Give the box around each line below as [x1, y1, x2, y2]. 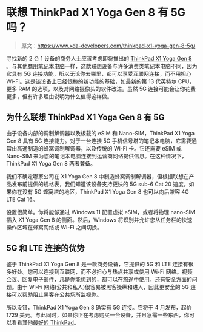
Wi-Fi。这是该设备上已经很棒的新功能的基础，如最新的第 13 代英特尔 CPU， [6, 77, 195, 85]
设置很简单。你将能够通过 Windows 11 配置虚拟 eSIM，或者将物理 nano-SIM [6, 208, 196, 215]
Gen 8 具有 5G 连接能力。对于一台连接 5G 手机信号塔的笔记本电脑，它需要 [6, 137, 192, 144]
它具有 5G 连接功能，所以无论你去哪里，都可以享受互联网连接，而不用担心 [6, 70, 192, 77]
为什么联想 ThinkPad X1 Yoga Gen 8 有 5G [6, 112, 165, 123]
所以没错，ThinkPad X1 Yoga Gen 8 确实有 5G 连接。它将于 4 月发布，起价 [6, 303, 192, 311]
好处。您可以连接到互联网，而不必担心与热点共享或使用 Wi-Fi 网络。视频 [11, 268, 193, 275]
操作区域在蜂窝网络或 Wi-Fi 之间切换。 [6, 223, 103, 231]
